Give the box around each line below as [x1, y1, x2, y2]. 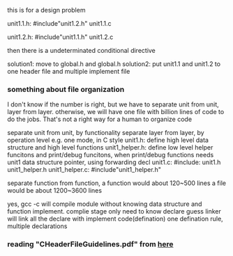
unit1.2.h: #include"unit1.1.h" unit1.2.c [7, 33, 114, 41]
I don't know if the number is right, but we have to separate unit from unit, [7, 100, 219, 109]
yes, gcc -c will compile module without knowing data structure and [7, 200, 202, 208]
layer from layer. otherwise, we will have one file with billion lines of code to [7, 108, 225, 116]
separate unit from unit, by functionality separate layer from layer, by [7, 129, 204, 137]
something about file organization [7, 84, 125, 94]
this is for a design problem [7, 6, 86, 14]
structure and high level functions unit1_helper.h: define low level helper [7, 143, 213, 152]
